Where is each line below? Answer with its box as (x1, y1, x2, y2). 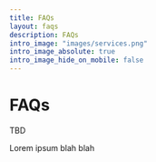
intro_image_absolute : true (9, 47, 116, 56)
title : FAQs (9, 13, 54, 23)
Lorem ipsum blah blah (9, 142, 95, 153)
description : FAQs (9, 30, 79, 39)
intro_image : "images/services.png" (9, 38, 148, 48)
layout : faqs (9, 22, 59, 31)
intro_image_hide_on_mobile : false (9, 56, 144, 65)
